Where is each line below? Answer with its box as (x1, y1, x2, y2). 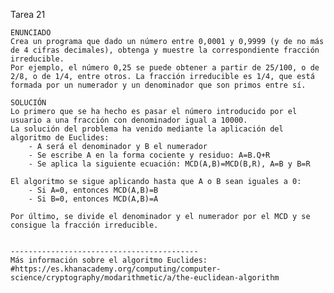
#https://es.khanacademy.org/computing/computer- (10, 264, 222, 274)
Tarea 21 (10, 9, 46, 20)
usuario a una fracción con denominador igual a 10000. (10, 115, 248, 125)
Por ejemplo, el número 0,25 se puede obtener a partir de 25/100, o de (10, 63, 320, 73)
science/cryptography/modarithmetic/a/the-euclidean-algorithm (10, 273, 280, 283)
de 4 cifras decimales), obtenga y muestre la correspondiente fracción (10, 45, 320, 55)
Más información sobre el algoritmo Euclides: (10, 255, 208, 265)
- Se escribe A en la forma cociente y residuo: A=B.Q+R (28, 150, 271, 160)
